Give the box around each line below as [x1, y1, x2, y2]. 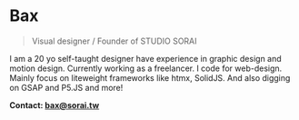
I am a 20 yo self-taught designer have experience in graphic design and [9, 53, 282, 64]
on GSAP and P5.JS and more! [9, 82, 124, 93]
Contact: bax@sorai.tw [9, 99, 100, 110]
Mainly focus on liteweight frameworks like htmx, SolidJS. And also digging [9, 72, 291, 83]
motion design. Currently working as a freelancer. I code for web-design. [9, 63, 283, 74]
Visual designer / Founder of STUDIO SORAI [31, 35, 197, 46]
